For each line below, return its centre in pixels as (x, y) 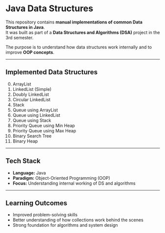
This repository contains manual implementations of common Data (74, 22)
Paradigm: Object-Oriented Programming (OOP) (61, 178)
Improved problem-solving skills (45, 215)
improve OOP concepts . (30, 52)
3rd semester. (20, 38)
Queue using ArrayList (35, 110)
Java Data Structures (49, 9)
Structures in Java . (25, 27)
